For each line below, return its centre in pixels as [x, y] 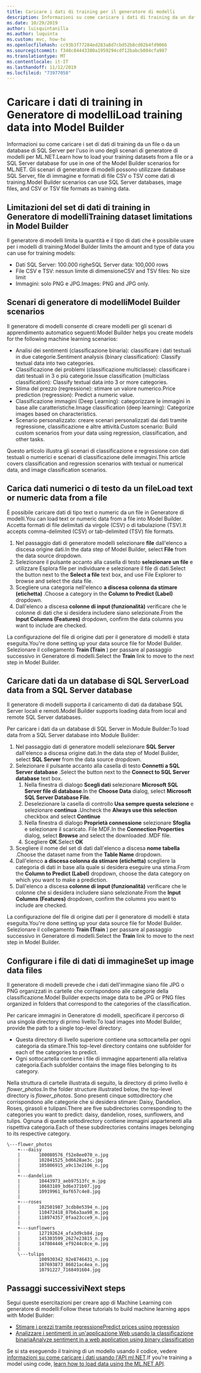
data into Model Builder [66, 127]
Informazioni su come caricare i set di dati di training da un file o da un [93, 144]
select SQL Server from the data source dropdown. [78, 759]
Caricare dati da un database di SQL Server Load [98, 681]
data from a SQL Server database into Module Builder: [73, 735]
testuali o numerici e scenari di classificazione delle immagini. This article [96, 457]
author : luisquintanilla [38, 28]
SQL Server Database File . [58, 798]
